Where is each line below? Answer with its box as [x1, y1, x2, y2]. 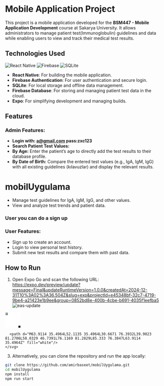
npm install [5, 372, 29, 377]
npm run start [5, 376, 34, 382]
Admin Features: [5, 127, 45, 134]
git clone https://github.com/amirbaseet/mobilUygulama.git [5, 362, 130, 368]
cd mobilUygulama [5, 367, 41, 372]
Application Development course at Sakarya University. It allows [5, 24, 136, 30]
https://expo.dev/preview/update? [12, 282, 81, 288]
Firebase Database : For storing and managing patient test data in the [12, 87, 152, 94]
